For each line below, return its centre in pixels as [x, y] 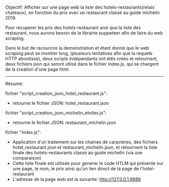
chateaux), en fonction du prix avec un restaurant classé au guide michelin [82, 13]
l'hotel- [147, 168]
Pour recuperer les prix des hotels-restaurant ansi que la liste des [73, 28]
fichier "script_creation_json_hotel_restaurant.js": [56, 93]
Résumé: [14, 84]
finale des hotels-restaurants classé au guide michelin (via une [77, 153]
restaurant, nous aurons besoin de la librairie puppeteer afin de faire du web [84, 33]
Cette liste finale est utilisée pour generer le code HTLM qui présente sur [88, 163]
